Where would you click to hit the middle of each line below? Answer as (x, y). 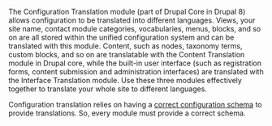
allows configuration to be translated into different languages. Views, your (132, 20)
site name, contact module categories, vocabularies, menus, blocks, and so (135, 29)
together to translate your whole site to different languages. (108, 89)
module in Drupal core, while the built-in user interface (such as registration (135, 63)
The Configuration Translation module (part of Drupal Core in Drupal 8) (127, 12)
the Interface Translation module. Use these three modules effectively (125, 80)
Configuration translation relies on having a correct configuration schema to (135, 105)
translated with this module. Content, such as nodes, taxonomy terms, (125, 46)
